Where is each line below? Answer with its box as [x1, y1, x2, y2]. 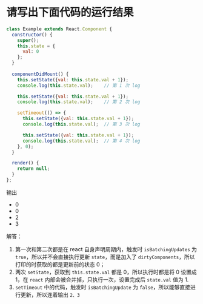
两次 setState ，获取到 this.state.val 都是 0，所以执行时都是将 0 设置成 [15, 268, 197, 275]
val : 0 [22, 49, 39, 55]
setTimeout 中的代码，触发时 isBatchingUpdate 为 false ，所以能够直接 [15, 283, 191, 291]
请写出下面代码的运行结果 [6, 5, 135, 19]
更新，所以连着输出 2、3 [20, 291, 80, 298]
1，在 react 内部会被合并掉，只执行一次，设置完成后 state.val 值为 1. [15, 275, 189, 283]
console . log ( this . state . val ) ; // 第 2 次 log [17, 99, 141, 105]
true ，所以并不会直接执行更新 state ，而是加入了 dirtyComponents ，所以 [15, 253, 195, 260]
